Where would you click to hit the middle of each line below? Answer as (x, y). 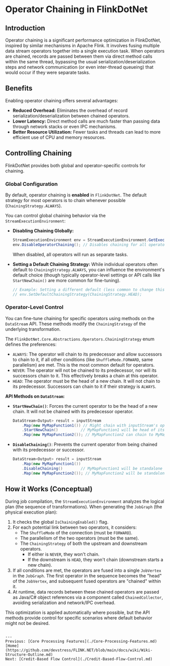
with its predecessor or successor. (49, 450)
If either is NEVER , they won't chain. (63, 554)
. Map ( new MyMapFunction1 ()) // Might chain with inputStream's (90, 425)
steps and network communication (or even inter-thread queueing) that (79, 67)
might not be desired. (28, 623)
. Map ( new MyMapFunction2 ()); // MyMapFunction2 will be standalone (94, 473)
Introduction (25, 28)
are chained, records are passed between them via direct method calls (79, 56)
